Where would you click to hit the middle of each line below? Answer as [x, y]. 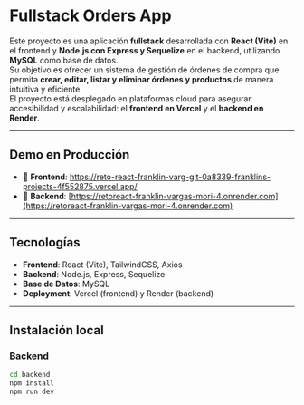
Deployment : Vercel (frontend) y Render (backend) [118, 293]
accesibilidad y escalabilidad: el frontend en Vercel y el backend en [137, 108]
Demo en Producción [70, 155]
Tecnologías [45, 242]
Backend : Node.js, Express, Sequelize [94, 274]
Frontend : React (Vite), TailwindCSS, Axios [102, 265]
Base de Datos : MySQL [66, 284]
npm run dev [32, 391]
